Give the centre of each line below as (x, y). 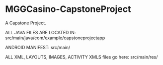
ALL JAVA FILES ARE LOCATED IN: (41, 32)
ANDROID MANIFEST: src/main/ (38, 47)
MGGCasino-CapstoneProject (68, 9)
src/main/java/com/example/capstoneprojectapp (55, 38)
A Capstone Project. (26, 23)
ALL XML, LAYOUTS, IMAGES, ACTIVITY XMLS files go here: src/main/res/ (81, 57)
